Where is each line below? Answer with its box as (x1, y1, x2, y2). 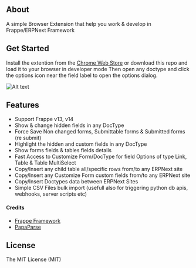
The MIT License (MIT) (6, 256, 62, 263)
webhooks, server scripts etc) (14, 190, 87, 197)
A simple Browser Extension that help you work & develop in (6, 20, 151, 27)
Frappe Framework (14, 217, 60, 224)
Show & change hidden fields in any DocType (14, 122, 124, 129)
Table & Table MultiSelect (14, 159, 76, 166)
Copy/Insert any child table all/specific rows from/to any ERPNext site (14, 166, 183, 173)
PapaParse (14, 223, 41, 230)
